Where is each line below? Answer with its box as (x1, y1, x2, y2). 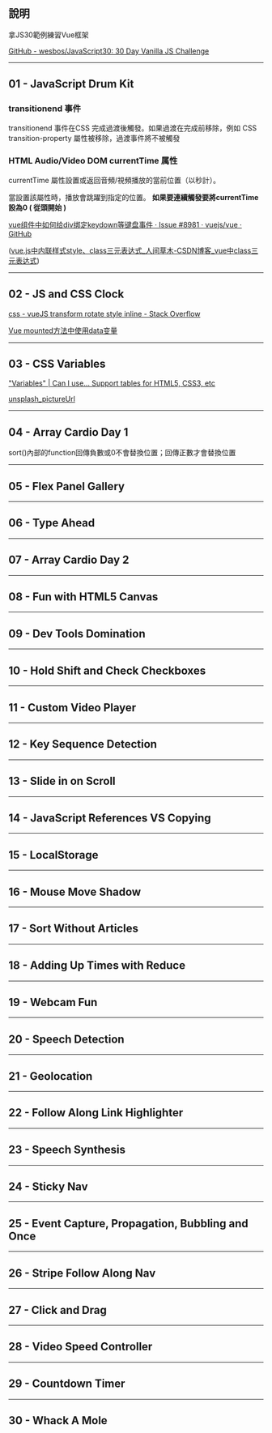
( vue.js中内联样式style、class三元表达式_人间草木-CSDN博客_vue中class (8, 245, 252, 255)
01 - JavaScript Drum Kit (8, 77, 134, 91)
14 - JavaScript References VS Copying (8, 811, 212, 825)
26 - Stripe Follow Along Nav (8, 1266, 156, 1280)
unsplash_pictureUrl (8, 395, 75, 404)
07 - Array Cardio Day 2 (8, 553, 130, 567)
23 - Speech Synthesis (8, 1143, 125, 1157)
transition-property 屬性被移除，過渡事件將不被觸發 (8, 133, 181, 143)
